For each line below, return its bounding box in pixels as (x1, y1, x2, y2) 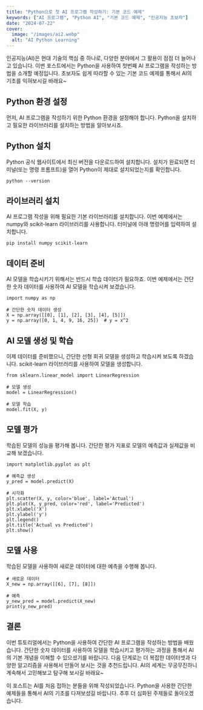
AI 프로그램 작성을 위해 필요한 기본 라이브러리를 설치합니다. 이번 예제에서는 (6, 213, 183, 220)
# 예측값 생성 (6, 473, 36, 479)
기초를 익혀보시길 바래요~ (6, 77, 67, 84)
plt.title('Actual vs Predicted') (6, 522, 94, 528)
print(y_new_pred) (6, 603, 53, 609)
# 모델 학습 (6, 401, 32, 407)
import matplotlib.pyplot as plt (6, 461, 91, 467)
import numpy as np (6, 295, 56, 301)
